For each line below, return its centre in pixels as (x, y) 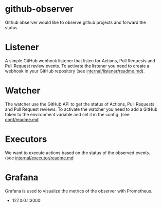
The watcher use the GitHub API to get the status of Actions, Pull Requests (80, 104)
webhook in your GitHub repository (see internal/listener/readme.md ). (75, 71)
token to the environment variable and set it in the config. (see (67, 114)
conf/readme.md (22, 120)
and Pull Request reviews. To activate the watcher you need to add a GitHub (81, 109)
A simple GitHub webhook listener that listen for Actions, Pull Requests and (80, 60)
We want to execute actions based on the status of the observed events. (78, 153)
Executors (26, 139)
